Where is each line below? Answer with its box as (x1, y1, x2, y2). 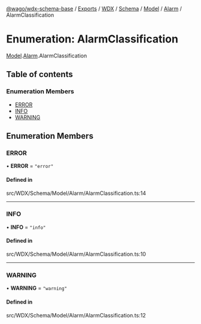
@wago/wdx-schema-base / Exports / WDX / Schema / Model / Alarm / (6, 5, 182, 12)
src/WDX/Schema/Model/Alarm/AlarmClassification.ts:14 (6, 189, 147, 197)
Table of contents (6, 69, 73, 80)
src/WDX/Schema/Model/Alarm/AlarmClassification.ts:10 (6, 250, 147, 258)
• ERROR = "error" (6, 163, 54, 170)
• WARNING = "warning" (6, 285, 68, 292)
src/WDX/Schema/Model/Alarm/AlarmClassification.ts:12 (6, 311, 146, 319)
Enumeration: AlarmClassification (6, 32, 178, 46)
